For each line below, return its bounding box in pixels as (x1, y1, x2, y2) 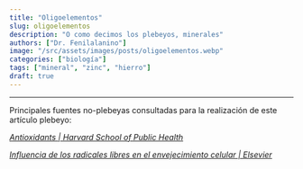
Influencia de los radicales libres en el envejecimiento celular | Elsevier (9, 149, 272, 160)
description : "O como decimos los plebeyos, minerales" (9, 30, 224, 39)
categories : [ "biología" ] (9, 55, 106, 64)
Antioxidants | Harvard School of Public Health (9, 131, 184, 142)
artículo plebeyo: (9, 114, 72, 125)
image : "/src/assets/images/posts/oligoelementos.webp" (9, 47, 224, 56)
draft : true (9, 72, 54, 81)
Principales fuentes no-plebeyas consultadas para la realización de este (9, 104, 278, 115)
